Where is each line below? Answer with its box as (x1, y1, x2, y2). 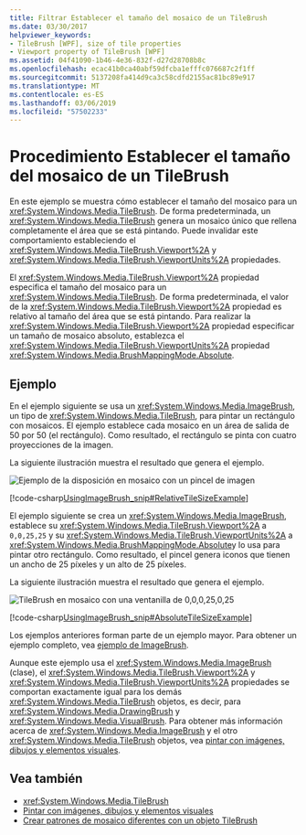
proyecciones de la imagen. (9, 440, 114, 450)
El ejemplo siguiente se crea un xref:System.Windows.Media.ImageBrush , (9, 510, 288, 521)
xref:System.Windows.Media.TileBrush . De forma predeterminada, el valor (9, 292, 290, 303)
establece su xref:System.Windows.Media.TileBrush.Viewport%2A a (9, 520, 267, 530)
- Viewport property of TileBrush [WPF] (9, 48, 166, 57)
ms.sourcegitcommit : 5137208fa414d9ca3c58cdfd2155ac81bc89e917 (9, 73, 256, 82)
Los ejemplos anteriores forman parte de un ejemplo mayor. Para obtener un (9, 630, 297, 640)
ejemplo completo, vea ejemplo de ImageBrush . (9, 639, 189, 650)
